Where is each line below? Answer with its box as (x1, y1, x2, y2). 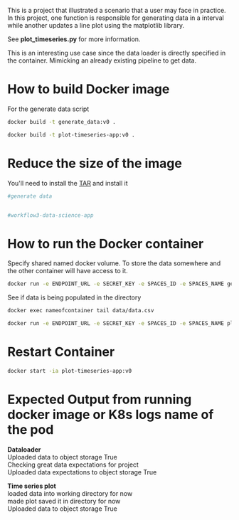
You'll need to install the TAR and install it (7, 179, 128, 187)
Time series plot (7, 482, 57, 490)
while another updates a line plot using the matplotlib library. (7, 21, 185, 29)
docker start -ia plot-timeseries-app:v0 (7, 367, 132, 374)
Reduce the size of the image (7, 155, 183, 171)
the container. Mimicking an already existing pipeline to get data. (7, 56, 197, 65)
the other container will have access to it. (7, 267, 128, 275)
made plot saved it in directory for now (7, 497, 121, 505)
